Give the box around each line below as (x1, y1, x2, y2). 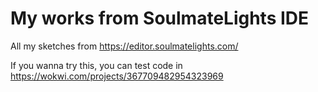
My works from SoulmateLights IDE (10, 7, 310, 30)
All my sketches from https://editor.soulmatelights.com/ (10, 40, 239, 52)
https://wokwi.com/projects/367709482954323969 (10, 70, 224, 82)
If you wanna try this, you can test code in (10, 59, 183, 71)
